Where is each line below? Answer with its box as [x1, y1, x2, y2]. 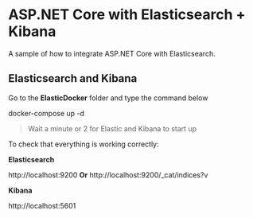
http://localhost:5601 [8, 200, 76, 210]
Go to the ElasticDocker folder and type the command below [8, 93, 208, 103]
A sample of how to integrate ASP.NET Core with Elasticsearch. [8, 49, 216, 58]
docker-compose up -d [8, 108, 85, 118]
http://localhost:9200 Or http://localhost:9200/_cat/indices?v [8, 169, 208, 180]
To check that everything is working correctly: [8, 139, 159, 149]
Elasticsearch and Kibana [8, 72, 138, 85]
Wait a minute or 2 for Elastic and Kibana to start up [27, 123, 197, 133]
